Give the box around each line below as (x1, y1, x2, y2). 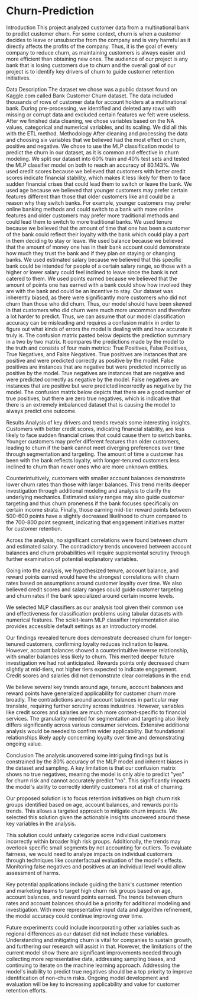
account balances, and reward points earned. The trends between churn (6, 893, 183, 900)
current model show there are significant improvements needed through (6, 949, 182, 956)
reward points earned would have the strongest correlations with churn (6, 573, 179, 580)
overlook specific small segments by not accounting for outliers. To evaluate (6, 844, 192, 851)
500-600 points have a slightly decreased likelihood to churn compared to (6, 512, 187, 519)
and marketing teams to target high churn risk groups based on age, (6, 887, 173, 894)
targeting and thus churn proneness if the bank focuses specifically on (6, 500, 178, 507)
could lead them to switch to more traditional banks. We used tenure (6, 218, 173, 225)
